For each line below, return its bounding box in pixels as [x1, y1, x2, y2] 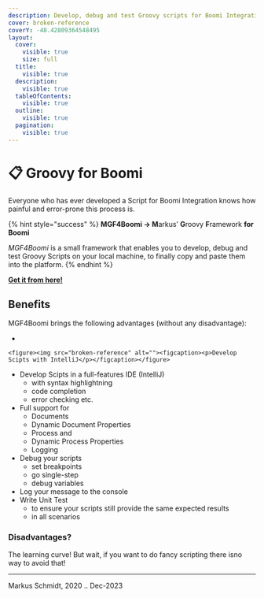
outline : [15, 107, 44, 115]
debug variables [31, 478, 84, 488]
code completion [31, 387, 86, 396]
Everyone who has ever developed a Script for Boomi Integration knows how [8, 195, 256, 205]
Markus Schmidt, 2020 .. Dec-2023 [8, 581, 123, 590]
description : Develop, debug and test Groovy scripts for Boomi [8, 11, 223, 20]
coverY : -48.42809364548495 [8, 26, 101, 34]
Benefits [8, 297, 51, 311]
